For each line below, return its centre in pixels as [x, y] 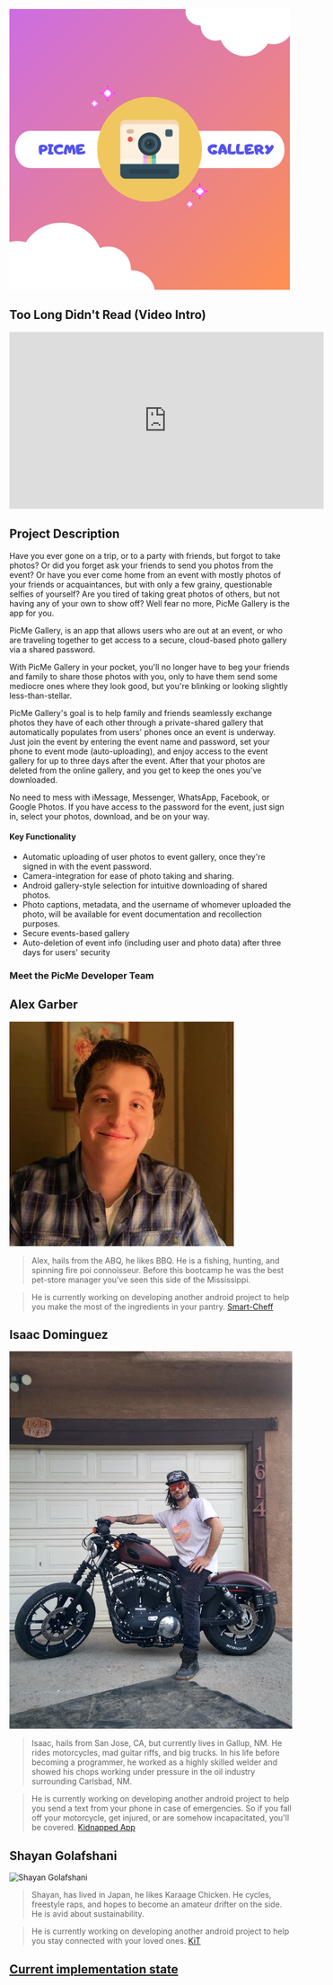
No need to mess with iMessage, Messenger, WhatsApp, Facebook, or [140, 797]
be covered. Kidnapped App [83, 1828]
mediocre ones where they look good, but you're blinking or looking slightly [149, 686]
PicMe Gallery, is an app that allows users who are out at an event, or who [146, 630]
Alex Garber [44, 1005]
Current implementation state [94, 1969]
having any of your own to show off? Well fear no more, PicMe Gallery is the [149, 603]
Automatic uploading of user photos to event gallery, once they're [144, 856]
